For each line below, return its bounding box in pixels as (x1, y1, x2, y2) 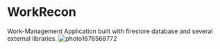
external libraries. (7, 34, 58, 42)
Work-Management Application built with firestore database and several (7, 27, 213, 35)
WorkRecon (7, 4, 76, 20)
